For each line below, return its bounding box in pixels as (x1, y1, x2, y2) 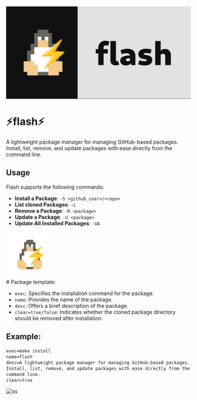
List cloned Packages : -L (14, 201, 76, 208)
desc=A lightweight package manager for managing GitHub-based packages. (6, 360, 191, 365)
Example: (6, 332, 41, 342)
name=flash (6, 354, 33, 360)
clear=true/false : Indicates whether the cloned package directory (14, 309, 176, 316)
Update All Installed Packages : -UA (14, 219, 100, 226)
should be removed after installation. (14, 314, 103, 321)
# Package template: (6, 278, 56, 285)
